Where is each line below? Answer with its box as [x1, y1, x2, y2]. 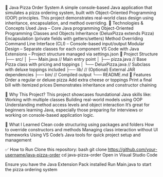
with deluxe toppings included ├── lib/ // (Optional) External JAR [5, 67, 135, 72]
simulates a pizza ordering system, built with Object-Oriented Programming [5, 10, 157, 16]
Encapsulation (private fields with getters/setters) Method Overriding [5, 35, 144, 41]
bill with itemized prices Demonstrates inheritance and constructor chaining [5, 82, 157, 88]
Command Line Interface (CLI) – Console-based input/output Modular [5, 41, 145, 46]
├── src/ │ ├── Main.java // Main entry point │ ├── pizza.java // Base [5, 56, 147, 62]
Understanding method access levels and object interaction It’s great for [5, 102, 150, 107]
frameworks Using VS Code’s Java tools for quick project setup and [5, 132, 141, 138]
